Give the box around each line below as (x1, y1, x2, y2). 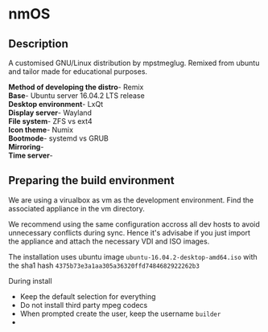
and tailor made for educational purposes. (8, 67, 147, 76)
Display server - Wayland (8, 108, 93, 117)
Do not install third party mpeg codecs (19, 300, 148, 309)
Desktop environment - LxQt (8, 100, 103, 109)
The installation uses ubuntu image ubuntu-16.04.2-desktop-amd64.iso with (8, 252, 258, 261)
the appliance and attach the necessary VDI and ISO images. (8, 236, 210, 246)
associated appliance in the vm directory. (8, 203, 145, 213)
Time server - (8, 150, 54, 160)
